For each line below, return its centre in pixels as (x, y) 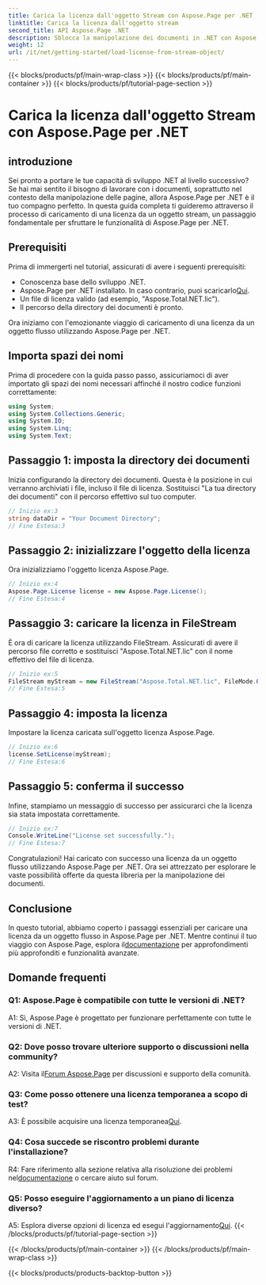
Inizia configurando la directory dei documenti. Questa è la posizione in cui (130, 480)
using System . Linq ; (40, 429)
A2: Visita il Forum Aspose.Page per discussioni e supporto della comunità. (129, 1073)
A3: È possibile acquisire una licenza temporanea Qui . (95, 1122)
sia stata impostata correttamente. (64, 814)
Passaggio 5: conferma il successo (96, 787)
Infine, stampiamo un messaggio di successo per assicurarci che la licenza (130, 805)
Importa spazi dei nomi (66, 356)
